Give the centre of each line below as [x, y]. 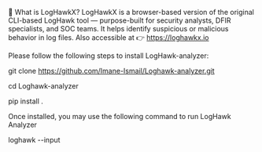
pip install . [26, 101]
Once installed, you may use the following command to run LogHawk [120, 116]
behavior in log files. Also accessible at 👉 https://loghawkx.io [109, 38]
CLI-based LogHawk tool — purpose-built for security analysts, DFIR [120, 20]
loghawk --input [34, 140]
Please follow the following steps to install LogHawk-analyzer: [109, 56]
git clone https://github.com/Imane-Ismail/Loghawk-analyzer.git [111, 71]
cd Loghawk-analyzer [43, 86]
